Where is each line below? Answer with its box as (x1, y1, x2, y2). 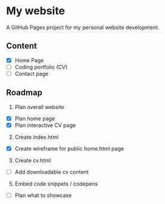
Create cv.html (14, 157, 51, 164)
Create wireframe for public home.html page (14, 145, 124, 152)
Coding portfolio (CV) (14, 63, 68, 71)
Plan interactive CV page (14, 122, 76, 129)
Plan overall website (14, 103, 64, 110)
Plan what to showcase (14, 192, 72, 199)
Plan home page (14, 114, 55, 122)
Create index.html (14, 133, 59, 141)
